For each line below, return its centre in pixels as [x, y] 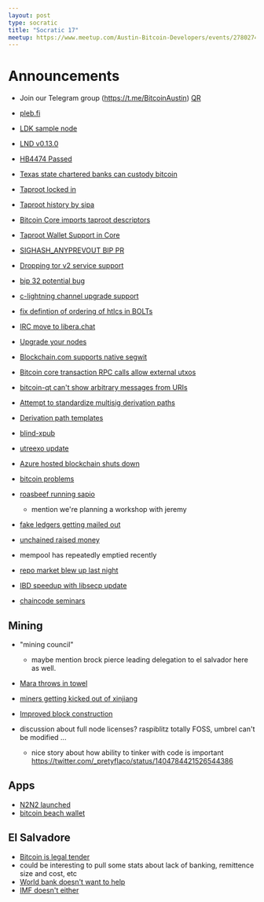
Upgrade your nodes [53, 342]
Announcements [64, 76]
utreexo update [44, 448]
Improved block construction [66, 714]
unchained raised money [60, 540]
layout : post [29, 15]
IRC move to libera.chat [57, 326]
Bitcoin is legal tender [55, 856]
